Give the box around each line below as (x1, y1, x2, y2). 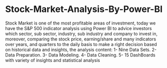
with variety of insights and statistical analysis (5, 57, 100, 63)
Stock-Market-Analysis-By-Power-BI (5, 3, 163, 15)
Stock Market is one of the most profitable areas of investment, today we (5, 20, 156, 26)
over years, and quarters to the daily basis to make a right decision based (5, 41, 157, 47)
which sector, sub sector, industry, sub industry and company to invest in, (5, 30, 158, 36)
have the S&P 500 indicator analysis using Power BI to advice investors (5, 25, 152, 31)
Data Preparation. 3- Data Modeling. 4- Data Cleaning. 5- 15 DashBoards (5, 51, 155, 58)
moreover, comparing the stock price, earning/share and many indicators (5, 36, 156, 42)
